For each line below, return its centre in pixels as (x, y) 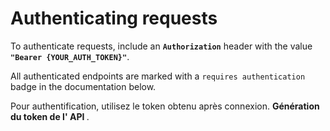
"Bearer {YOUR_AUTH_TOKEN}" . (70, 56)
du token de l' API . (50, 116)
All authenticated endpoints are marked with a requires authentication (158, 76)
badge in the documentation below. (83, 86)
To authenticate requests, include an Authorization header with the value (161, 46)
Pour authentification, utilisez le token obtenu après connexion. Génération (165, 106)
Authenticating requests (114, 18)
